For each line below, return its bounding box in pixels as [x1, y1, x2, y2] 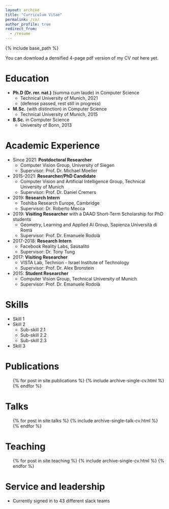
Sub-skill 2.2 [20, 332, 47, 338]
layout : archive [5, 7, 40, 13]
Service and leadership [5, 480, 105, 492]
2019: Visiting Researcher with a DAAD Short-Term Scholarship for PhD [12, 211, 164, 217]
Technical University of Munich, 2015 [20, 111, 98, 117]
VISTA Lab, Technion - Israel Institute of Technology [20, 259, 129, 265]
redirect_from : [5, 26, 38, 32]
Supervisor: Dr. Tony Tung [20, 248, 75, 254]
